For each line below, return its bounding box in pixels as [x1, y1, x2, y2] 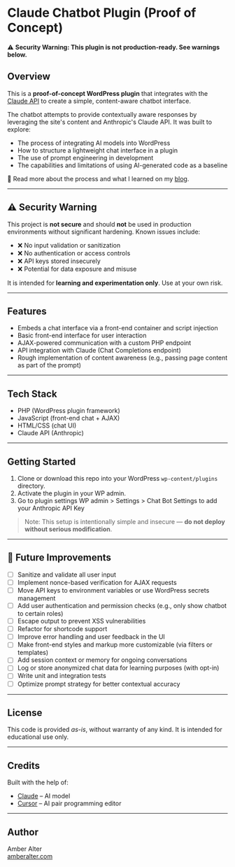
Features [7, 305, 47, 317]
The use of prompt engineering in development [17, 153, 154, 162]
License [7, 707, 43, 719]
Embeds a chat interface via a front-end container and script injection [17, 324, 218, 332]
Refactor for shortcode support [17, 625, 108, 633]
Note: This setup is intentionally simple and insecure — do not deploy [24, 518, 226, 526]
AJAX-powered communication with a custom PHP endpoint [17, 339, 192, 347]
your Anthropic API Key [17, 504, 85, 512]
